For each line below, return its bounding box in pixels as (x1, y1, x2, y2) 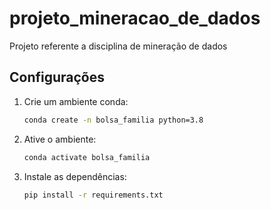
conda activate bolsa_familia (23, 152, 151, 162)
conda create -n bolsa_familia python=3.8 (23, 115, 204, 125)
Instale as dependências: (23, 170, 127, 182)
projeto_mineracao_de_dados (9, 7, 261, 30)
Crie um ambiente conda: (23, 95, 129, 107)
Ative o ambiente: (23, 133, 97, 145)
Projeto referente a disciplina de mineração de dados (9, 40, 228, 52)
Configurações (9, 69, 106, 86)
